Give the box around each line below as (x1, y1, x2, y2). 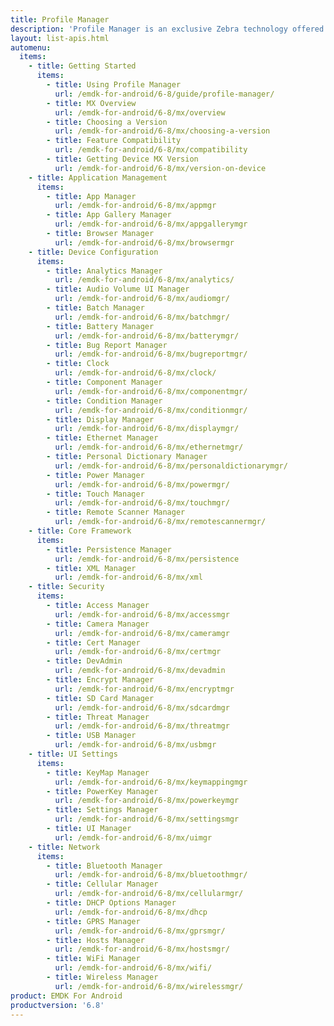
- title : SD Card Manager (46, 693, 155, 703)
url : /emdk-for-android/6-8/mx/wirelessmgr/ (54, 981, 244, 991)
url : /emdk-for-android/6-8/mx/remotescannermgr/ (54, 517, 267, 527)
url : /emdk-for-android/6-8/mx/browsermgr (54, 237, 235, 248)
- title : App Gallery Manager (46, 210, 172, 220)
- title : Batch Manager (46, 303, 145, 313)
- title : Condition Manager (46, 396, 163, 406)
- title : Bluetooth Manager (46, 861, 163, 871)
